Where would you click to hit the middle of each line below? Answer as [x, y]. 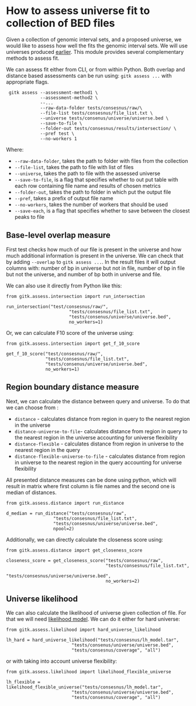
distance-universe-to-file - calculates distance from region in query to [101, 431]
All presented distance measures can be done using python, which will [91, 480]
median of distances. [31, 492]
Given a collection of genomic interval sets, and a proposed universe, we [94, 39]
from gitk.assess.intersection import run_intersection [75, 296]
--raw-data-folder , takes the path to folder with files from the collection [101, 161]
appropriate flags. [27, 82]
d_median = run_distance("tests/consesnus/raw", [66, 513]
